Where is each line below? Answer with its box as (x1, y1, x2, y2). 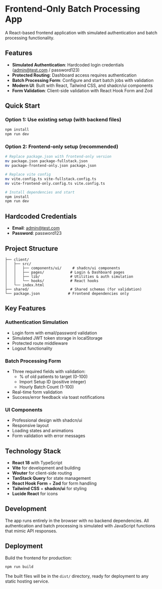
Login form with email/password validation (12, 330, 97, 336)
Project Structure (5, 244, 58, 253)
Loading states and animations (12, 428, 74, 434)
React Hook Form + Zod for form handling (12, 480, 97, 486)
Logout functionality (12, 345, 52, 351)
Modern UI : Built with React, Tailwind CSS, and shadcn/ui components (12, 82, 153, 88)
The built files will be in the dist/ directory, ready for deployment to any (5, 573, 149, 579)
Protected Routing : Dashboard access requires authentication (12, 72, 137, 78)
